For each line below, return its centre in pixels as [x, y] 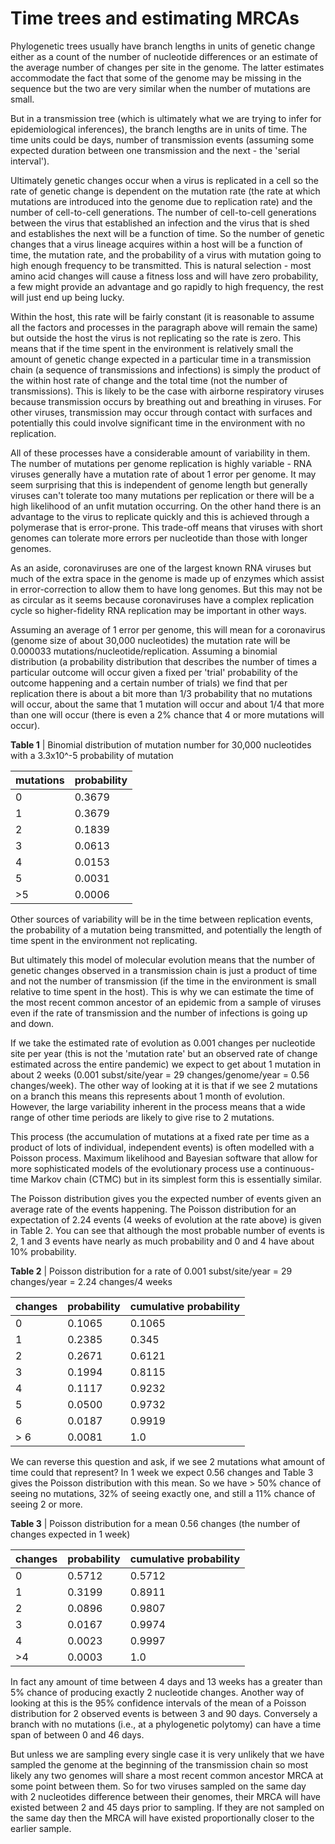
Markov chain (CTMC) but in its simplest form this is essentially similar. [176, 1179]
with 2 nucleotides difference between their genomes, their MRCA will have [165, 1796]
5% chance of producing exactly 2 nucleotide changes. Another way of [157, 1692]
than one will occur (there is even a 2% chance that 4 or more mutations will [167, 714]
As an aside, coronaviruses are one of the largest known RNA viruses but [161, 568]
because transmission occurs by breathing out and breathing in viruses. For [166, 401]
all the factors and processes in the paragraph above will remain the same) [164, 327]
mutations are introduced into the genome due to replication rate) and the [161, 201]
